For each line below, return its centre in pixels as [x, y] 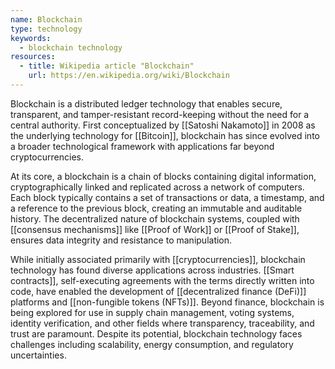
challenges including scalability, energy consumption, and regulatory [152, 344]
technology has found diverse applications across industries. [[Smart [152, 270]
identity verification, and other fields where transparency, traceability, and [162, 323]
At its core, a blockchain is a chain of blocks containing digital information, [163, 176]
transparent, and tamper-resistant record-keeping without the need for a [160, 114]
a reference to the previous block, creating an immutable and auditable [156, 208]
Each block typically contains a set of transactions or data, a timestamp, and [167, 197]
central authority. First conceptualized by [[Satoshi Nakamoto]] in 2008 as [163, 125]
